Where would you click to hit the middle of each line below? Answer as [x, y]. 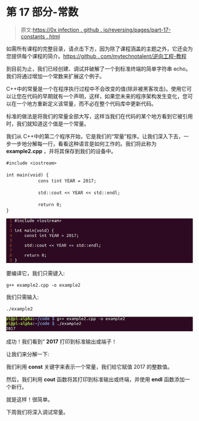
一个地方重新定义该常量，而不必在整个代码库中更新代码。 [86, 103]
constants [33, 36]
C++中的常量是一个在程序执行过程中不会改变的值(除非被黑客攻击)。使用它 [96, 88]
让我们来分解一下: [28, 354]
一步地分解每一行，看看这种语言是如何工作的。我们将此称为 [84, 144]
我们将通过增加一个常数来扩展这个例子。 [55, 76]
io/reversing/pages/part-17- [137, 30]
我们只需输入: [23, 297]
